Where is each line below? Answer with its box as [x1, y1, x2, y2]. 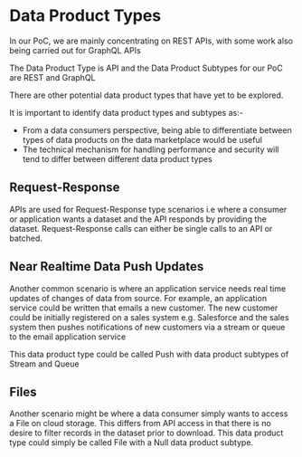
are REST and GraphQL [9, 71, 97, 82]
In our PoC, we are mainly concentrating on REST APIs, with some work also [9, 35, 294, 46]
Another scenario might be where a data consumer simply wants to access [9, 408, 288, 419]
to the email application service [9, 331, 127, 342]
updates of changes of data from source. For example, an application [9, 292, 268, 303]
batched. [9, 233, 43, 243]
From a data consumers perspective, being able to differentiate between [22, 124, 292, 136]
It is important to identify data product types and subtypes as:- [9, 107, 244, 118]
